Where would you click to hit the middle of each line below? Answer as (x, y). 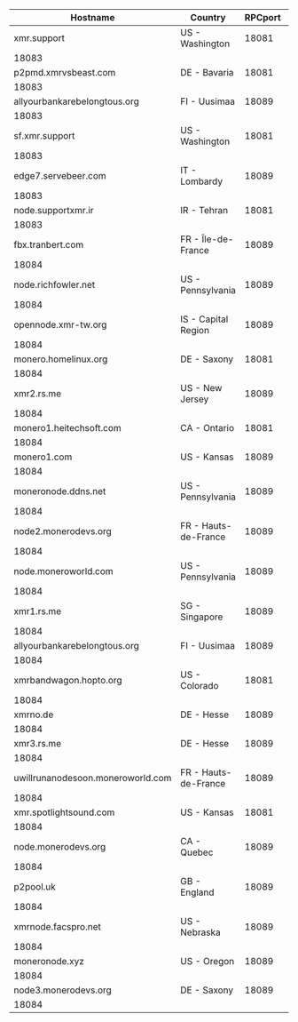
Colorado (200, 686)
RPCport (263, 17)
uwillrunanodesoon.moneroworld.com (93, 778)
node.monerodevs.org (60, 846)
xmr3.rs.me (38, 743)
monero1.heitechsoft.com (67, 428)
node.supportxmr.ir (54, 210)
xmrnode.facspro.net (58, 926)
